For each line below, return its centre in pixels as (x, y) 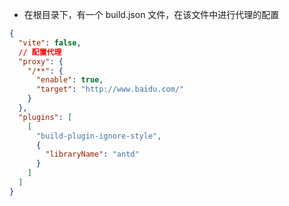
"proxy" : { (41, 61)
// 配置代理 (40, 52)
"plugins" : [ (45, 117)
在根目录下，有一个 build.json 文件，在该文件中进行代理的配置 (151, 14)
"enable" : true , (69, 80)
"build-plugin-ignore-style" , (98, 136)
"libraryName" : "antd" (92, 154)
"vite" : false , (50, 43)
